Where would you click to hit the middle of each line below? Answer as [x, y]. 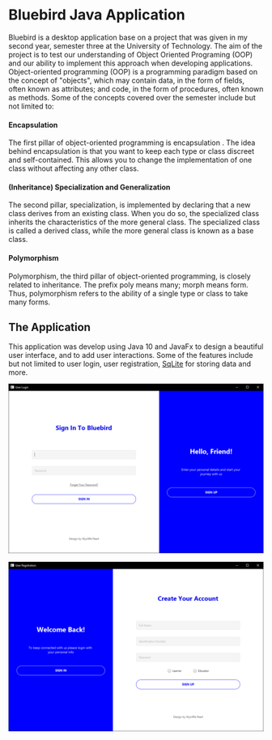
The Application [50, 327]
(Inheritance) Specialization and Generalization [89, 187]
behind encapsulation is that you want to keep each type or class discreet [132, 151]
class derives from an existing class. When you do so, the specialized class [134, 214]
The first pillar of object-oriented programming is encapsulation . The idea [132, 142]
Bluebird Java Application [97, 15]
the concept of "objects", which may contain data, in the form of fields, [127, 80]
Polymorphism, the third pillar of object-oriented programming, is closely [130, 276]
